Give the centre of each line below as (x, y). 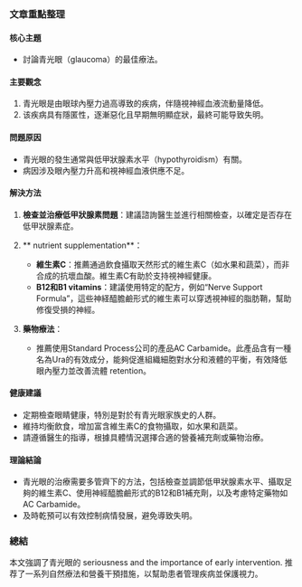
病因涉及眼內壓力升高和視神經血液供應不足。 (106, 170)
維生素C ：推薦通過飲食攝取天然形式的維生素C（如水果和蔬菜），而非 (163, 264)
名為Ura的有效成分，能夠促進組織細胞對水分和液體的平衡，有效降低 (161, 359)
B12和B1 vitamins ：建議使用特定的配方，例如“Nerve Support (149, 287)
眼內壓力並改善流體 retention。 (94, 370)
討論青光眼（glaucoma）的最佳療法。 (92, 60)
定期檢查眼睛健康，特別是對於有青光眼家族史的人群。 (122, 414)
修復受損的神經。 (68, 309)
